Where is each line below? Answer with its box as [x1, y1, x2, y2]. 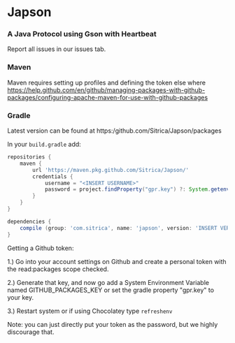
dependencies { [7, 218, 52, 225]
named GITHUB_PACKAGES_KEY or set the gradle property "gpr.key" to [7, 286, 215, 294]
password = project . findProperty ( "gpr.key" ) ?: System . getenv [44, 186, 230, 193]
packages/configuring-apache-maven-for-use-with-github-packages [7, 93, 208, 101]
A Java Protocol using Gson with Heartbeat [7, 29, 157, 39]
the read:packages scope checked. [7, 265, 109, 273]
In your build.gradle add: [7, 140, 82, 149]
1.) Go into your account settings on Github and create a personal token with [7, 257, 227, 265]
